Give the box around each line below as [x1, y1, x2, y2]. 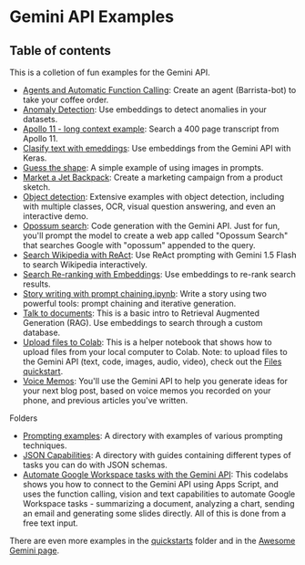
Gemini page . [9, 545, 60, 556]
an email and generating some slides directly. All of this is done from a [22, 508, 287, 518]
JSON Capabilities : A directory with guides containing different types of [22, 450, 291, 460]
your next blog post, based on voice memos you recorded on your [22, 385, 271, 396]
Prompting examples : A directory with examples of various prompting [22, 431, 284, 441]
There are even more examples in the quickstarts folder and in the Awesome [9, 536, 296, 546]
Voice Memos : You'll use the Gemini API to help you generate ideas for [22, 376, 289, 386]
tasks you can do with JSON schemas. [22, 459, 168, 470]
